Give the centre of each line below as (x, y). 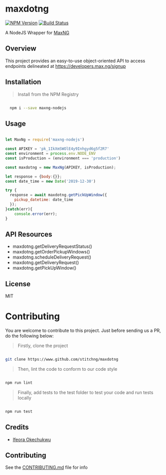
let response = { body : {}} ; (34, 177)
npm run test (19, 411)
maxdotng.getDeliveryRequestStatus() (52, 246)
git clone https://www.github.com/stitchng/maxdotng (62, 360)
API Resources (29, 234)
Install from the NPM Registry (48, 94)
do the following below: (30, 336)
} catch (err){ (19, 209)
